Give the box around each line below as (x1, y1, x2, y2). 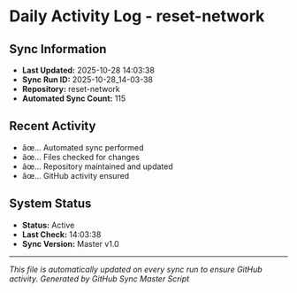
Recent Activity (9, 119, 96, 134)
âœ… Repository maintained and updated (21, 161, 174, 172)
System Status (9, 197, 92, 212)
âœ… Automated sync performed (21, 142, 144, 152)
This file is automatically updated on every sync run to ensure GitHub (9, 264, 263, 274)
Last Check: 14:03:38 (21, 228, 102, 240)
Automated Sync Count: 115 (21, 93, 126, 104)
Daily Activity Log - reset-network (9, 6, 265, 27)
